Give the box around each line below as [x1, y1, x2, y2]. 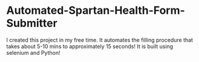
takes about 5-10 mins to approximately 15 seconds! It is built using [6, 43, 174, 50]
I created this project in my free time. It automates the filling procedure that [6, 36, 194, 43]
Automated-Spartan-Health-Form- [6, 4, 186, 17]
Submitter [6, 16, 57, 30]
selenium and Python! [6, 49, 60, 56]
